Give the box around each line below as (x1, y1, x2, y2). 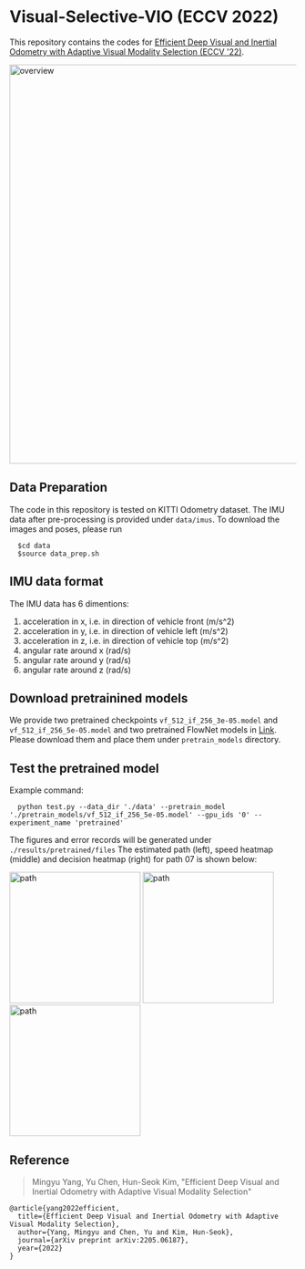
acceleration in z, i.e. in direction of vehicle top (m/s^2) (22, 635, 229, 646)
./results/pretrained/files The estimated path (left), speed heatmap (9, 844, 274, 855)
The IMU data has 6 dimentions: (9, 598, 129, 608)
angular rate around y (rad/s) (22, 654, 132, 665)
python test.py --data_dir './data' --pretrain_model (17, 803, 226, 812)
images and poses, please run (9, 523, 123, 535)
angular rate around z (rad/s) (22, 664, 132, 675)
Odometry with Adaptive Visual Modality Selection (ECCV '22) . (9, 46, 245, 57)
